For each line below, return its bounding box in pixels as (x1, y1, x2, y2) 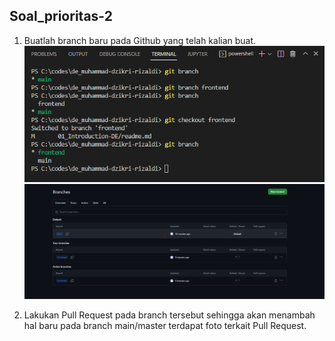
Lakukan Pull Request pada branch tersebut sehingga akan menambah (23, 309, 316, 321)
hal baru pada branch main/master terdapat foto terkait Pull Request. (23, 320, 307, 332)
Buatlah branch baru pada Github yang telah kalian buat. (23, 34, 257, 46)
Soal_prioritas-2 (9, 8, 113, 25)
